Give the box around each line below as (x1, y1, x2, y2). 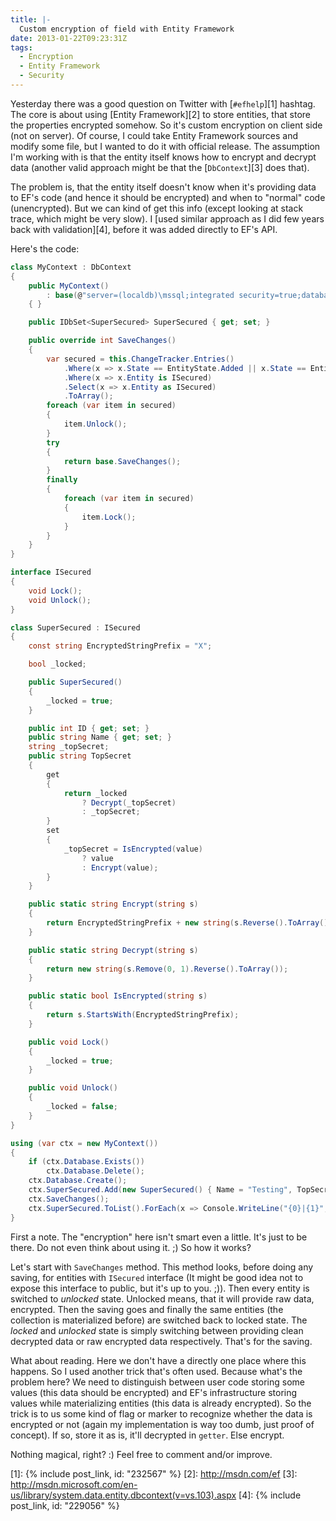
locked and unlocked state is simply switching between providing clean (10, 1324, 304, 1336)
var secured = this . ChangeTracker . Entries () (46, 354, 235, 364)
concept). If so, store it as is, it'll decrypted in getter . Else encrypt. (10, 1429, 285, 1441)
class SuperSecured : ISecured (10, 622, 141, 633)
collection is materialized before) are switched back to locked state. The (10, 1314, 308, 1326)
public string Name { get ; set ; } (28, 732, 172, 743)
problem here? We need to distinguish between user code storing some (10, 1376, 305, 1388)
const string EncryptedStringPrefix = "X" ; (28, 641, 213, 651)
